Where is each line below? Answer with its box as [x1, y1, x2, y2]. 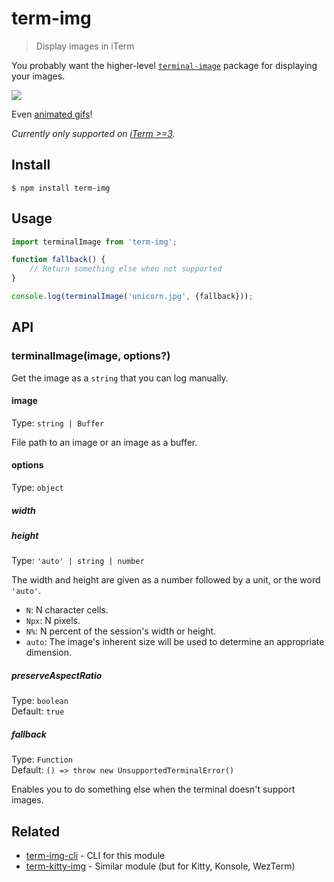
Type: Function [11, 753, 74, 766]
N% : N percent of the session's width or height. [25, 625, 217, 637]
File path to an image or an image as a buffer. [11, 436, 198, 448]
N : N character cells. [25, 604, 109, 616]
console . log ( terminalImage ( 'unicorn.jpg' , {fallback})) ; [11, 292, 254, 302]
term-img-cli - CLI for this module [25, 850, 166, 862]
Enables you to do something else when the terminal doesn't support [11, 783, 296, 796]
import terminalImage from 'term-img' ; [11, 237, 178, 247]
